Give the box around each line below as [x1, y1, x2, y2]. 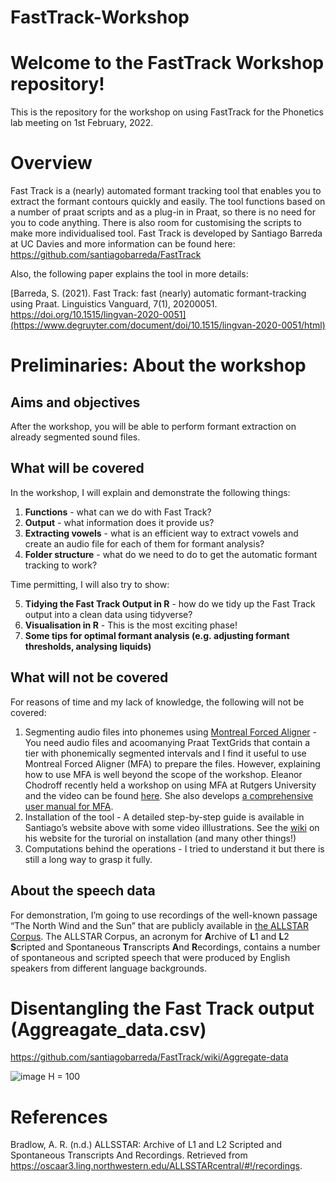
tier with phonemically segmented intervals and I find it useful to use [24, 747, 307, 759]
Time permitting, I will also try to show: [10, 578, 170, 590]
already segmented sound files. [10, 431, 141, 443]
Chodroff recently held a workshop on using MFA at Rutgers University [24, 779, 317, 791]
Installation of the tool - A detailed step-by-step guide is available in [24, 811, 305, 823]
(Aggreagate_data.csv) [10, 1018, 207, 1041]
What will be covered [10, 460, 145, 477]
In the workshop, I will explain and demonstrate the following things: [10, 486, 291, 498]
